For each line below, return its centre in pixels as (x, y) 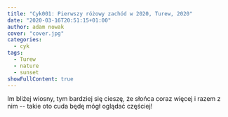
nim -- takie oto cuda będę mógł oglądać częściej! (80, 106)
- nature (26, 66)
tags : (15, 53)
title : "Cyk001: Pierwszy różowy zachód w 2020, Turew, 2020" (100, 14)
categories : (25, 40)
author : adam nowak (36, 27)
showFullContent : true (40, 79)
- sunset (26, 72)
